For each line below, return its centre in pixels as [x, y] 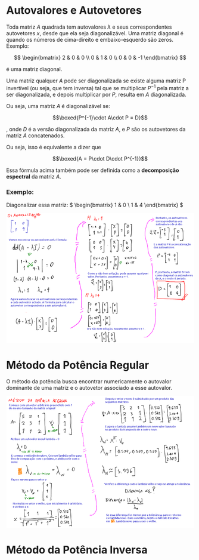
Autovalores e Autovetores [74, 10]
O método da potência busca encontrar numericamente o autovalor [89, 381]
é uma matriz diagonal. [34, 69]
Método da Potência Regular [78, 365]
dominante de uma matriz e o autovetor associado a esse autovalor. [89, 388]
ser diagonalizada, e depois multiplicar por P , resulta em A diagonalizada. [96, 94]
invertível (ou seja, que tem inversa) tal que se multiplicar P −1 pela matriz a [97, 87]
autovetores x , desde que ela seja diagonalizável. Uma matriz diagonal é [95, 33]
